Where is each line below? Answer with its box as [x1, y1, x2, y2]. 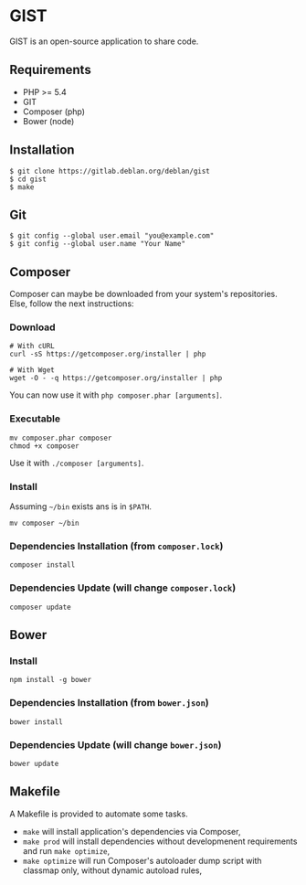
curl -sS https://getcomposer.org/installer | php [9, 349, 206, 359]
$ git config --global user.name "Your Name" [9, 240, 185, 249]
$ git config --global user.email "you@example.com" [9, 231, 215, 240]
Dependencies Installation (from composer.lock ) [9, 540, 224, 552]
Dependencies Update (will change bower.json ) [9, 738, 222, 751]
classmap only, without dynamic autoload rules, [22, 865, 203, 876]
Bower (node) [22, 115, 75, 126]
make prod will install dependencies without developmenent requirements [22, 836, 298, 847]
